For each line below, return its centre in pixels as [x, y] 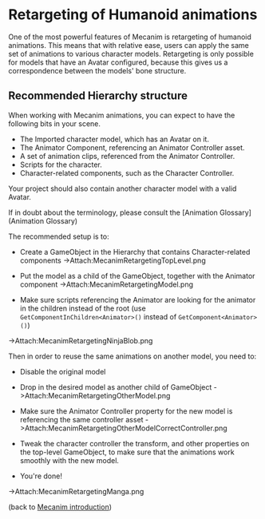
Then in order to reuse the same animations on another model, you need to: [132, 356]
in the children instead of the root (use [83, 308]
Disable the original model [63, 371]
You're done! [41, 476]
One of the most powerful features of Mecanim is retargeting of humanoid [130, 37]
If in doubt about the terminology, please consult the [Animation [113, 212]
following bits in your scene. [55, 123]
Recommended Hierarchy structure [98, 96]
